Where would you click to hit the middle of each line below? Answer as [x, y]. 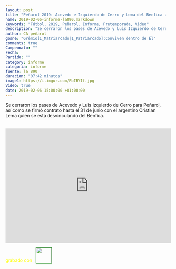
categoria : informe [26, 67]
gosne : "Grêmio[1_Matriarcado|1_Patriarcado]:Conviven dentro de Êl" [81, 39]
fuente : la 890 [21, 72]
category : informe [25, 62]
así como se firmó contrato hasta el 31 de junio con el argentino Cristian [81, 110]
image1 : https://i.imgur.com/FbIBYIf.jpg [50, 81]
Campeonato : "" [21, 48]
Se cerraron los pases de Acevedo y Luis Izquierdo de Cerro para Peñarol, [83, 105]
